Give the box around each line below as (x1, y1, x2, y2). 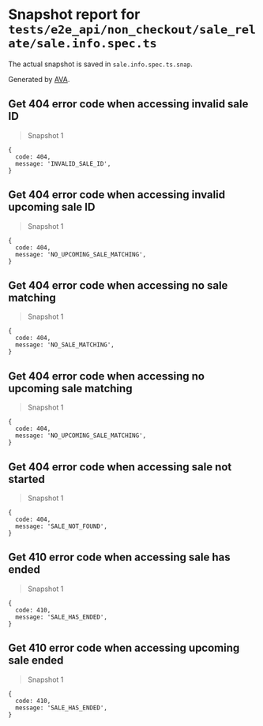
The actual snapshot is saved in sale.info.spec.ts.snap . (8, 59, 193, 69)
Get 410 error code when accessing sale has (8, 551, 231, 564)
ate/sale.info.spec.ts (8, 36, 157, 51)
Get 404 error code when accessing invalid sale (8, 97, 249, 111)
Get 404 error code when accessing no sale (8, 279, 228, 292)
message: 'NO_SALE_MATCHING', (15, 341, 115, 349)
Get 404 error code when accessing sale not (8, 460, 232, 473)
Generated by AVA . (8, 74, 70, 84)
